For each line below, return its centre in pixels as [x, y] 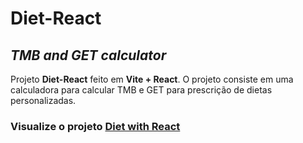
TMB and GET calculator [88, 55]
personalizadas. [43, 100]
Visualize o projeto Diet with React [95, 126]
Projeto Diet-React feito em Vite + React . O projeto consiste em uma [152, 79]
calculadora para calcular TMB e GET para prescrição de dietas [141, 90]
